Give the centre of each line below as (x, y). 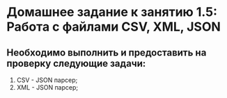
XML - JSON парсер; (47, 87)
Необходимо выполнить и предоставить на (107, 52)
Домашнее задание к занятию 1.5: (112, 12)
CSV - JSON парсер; (47, 80)
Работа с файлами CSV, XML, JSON (113, 27)
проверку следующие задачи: (76, 63)
